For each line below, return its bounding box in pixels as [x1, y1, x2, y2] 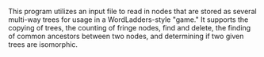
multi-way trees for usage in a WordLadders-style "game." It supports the [8, 15, 249, 24]
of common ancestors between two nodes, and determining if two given [8, 31, 244, 41]
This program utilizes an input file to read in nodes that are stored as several [8, 7, 257, 16]
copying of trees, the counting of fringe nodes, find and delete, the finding [8, 23, 251, 32]
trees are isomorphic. [8, 40, 78, 49]
